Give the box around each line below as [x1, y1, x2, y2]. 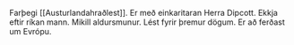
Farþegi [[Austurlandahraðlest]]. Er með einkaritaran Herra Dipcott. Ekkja [9, 8, 278, 18]
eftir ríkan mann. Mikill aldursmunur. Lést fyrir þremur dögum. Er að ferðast [9, 17, 285, 27]
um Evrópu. [9, 26, 52, 36]
